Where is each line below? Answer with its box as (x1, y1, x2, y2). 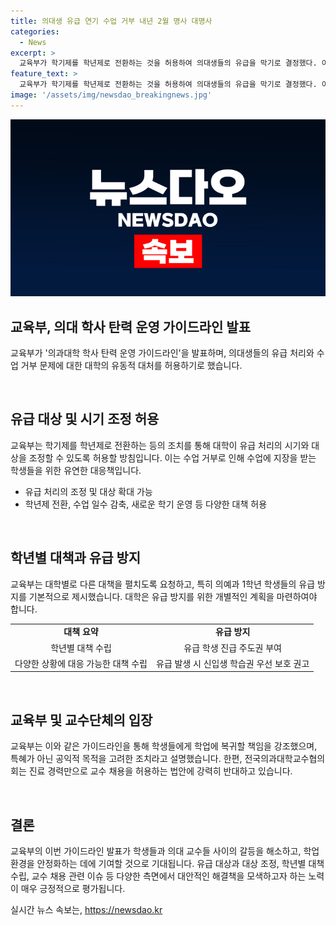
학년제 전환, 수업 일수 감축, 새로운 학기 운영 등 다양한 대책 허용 (24, 498, 268, 510)
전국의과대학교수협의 (244, 753, 326, 765)
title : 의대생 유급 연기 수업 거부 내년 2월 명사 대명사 (10, 16, 213, 26)
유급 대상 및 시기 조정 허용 (10, 411, 160, 428)
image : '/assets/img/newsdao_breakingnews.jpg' (10, 90, 213, 100)
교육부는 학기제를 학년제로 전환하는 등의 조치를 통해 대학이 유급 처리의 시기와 (10, 439, 310, 451)
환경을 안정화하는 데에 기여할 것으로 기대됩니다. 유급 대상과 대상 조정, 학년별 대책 (10, 858, 325, 870)
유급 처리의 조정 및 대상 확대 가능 (24, 485, 153, 497)
